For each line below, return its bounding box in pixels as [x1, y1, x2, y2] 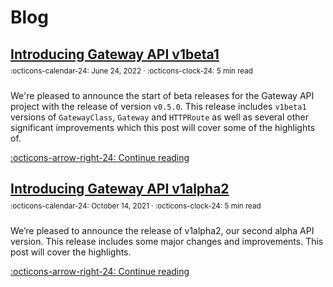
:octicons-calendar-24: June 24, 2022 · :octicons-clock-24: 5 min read [10, 66, 253, 76]
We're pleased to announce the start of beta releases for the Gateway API [10, 90, 315, 101]
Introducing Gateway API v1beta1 [10, 46, 220, 63]
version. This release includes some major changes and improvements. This [10, 235, 324, 247]
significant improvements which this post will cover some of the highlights [10, 122, 316, 133]
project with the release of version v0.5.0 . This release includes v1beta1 [10, 101, 307, 112]
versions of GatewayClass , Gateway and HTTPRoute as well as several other [10, 111, 309, 123]
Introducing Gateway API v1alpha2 [10, 181, 230, 198]
